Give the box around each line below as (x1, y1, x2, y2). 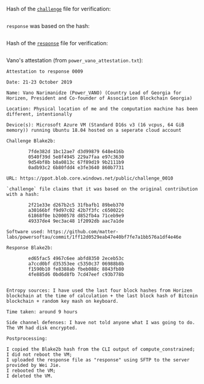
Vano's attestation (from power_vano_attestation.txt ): (6, 57, 144, 63)
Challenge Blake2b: (6, 138, 56, 144)
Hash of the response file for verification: (6, 40, 108, 46)
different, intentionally (6, 111, 72, 117)
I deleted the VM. (6, 373, 53, 379)
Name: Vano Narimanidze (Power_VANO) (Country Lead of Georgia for (6, 90, 182, 96)
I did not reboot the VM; (6, 352, 72, 358)
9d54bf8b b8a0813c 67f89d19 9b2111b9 (28, 159, 124, 165)
